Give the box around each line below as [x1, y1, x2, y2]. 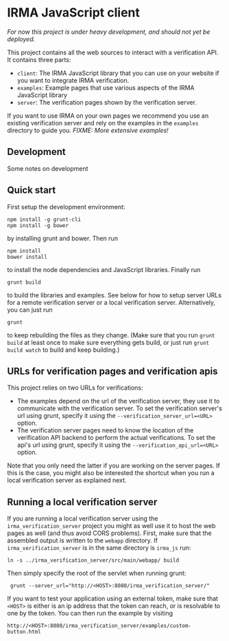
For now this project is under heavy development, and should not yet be [7, 28, 210, 36]
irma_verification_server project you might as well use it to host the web [7, 522, 216, 530]
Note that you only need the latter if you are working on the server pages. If [7, 461, 221, 470]
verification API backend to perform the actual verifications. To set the [16, 434, 216, 442]
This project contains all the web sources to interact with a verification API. [7, 48, 219, 56]
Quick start [7, 185, 56, 196]
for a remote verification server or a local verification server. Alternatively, [7, 298, 216, 306]
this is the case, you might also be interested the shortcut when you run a [7, 469, 215, 477]
